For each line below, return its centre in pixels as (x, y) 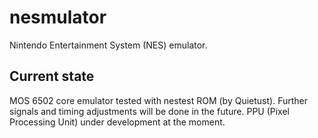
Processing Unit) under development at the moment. (117, 122)
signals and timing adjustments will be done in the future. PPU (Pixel (149, 111)
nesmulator (58, 17)
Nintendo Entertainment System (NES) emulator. (108, 45)
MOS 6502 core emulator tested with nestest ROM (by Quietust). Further (158, 100)
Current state (52, 76)
